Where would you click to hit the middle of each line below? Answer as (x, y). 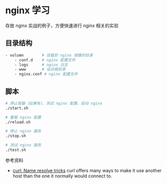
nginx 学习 (28, 10)
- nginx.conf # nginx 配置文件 (46, 74)
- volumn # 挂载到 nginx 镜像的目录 (49, 55)
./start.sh (17, 108)
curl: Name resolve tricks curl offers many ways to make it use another (87, 170)
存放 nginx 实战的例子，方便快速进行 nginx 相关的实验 (62, 25)
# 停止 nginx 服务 (23, 131)
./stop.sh (16, 136)
